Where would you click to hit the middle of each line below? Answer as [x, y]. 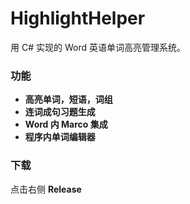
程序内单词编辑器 [60, 137]
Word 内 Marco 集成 [66, 124]
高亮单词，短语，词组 [68, 99]
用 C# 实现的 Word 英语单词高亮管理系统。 [98, 47]
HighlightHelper [78, 18]
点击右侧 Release [46, 189]
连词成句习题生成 [60, 112]
